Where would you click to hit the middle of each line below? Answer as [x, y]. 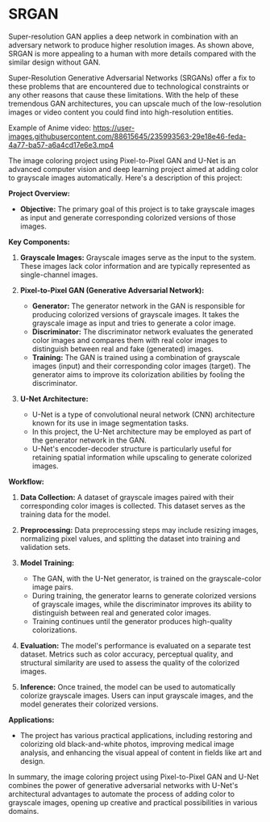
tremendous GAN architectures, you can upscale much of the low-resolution [135, 103]
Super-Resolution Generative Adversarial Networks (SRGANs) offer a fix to [132, 78]
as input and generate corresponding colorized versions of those [128, 217]
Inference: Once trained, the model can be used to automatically [128, 686]
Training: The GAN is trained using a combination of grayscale [136, 357]
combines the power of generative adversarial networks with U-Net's [123, 785]
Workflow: [26, 481]
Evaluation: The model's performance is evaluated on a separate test [135, 645]
